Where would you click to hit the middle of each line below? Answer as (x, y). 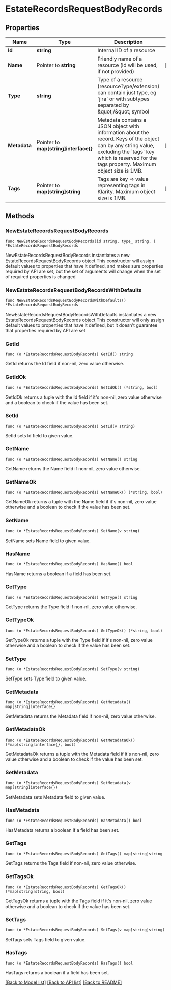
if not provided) (116, 72)
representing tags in (121, 185)
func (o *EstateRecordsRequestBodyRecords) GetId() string (69, 354)
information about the (123, 133)
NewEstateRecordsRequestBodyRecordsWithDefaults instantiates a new (81, 314)
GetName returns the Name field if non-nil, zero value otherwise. (73, 469)
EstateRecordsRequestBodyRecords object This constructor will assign (80, 261)
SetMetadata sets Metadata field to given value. (55, 797)
